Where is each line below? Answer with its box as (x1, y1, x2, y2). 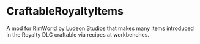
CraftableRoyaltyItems (6, 4, 124, 18)
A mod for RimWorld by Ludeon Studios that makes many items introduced (6, 24, 194, 32)
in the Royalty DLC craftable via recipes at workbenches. (6, 31, 150, 38)
